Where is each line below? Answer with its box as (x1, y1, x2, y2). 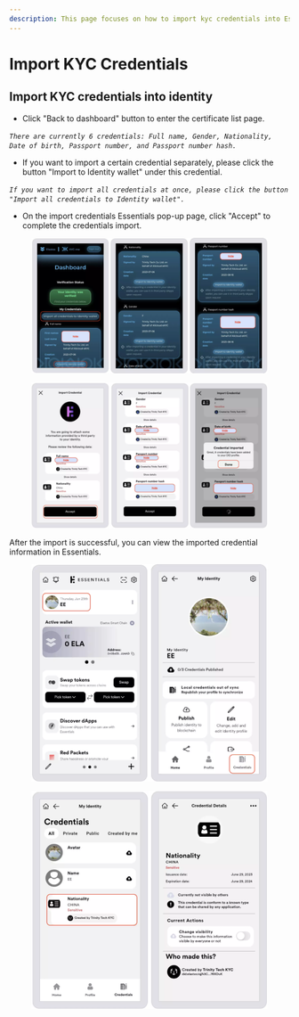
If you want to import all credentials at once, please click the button (9, 185, 289, 194)
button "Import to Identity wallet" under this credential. (21, 166, 222, 177)
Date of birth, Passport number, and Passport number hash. (9, 141, 238, 151)
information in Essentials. (9, 546, 101, 557)
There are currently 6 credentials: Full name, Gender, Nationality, (9, 132, 273, 141)
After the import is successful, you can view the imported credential (9, 537, 258, 547)
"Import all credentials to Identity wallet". (9, 194, 185, 204)
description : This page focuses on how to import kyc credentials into (9, 14, 280, 23)
